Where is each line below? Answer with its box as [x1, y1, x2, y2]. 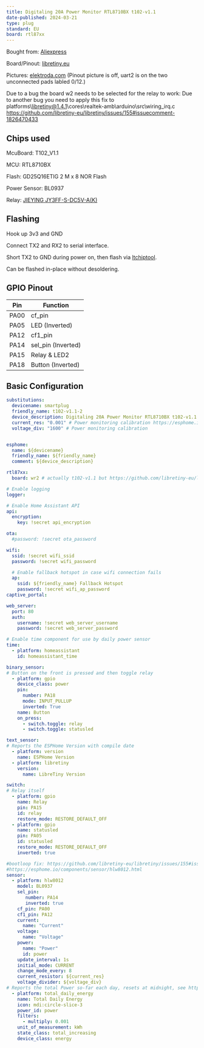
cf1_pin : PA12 [17, 911, 53, 918]
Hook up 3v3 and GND [6, 230, 63, 237]
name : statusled [17, 827, 59, 833]
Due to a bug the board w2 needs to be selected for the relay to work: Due [6, 90, 192, 97]
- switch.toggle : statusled [22, 726, 94, 732]
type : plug [6, 20, 34, 26]
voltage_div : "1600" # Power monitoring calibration [12, 425, 148, 431]
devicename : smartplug [12, 403, 69, 409]
